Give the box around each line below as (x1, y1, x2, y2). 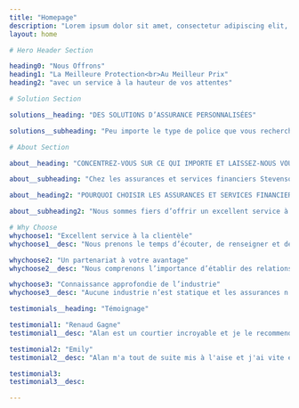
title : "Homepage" (9, 12, 77, 22)
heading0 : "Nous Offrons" (9, 61, 105, 71)
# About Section (9, 143, 69, 151)
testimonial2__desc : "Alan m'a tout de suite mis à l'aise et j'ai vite (9, 353, 285, 362)
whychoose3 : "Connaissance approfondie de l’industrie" (9, 280, 221, 290)
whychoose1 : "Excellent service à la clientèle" (9, 231, 193, 241)
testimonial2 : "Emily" (9, 345, 93, 354)
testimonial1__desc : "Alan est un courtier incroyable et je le (9, 329, 253, 338)
